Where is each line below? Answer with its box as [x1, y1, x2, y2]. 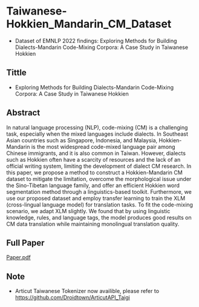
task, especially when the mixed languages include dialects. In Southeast [6, 130, 189, 137]
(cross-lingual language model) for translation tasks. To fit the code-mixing [6, 201, 194, 208]
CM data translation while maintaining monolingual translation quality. [6, 220, 180, 228]
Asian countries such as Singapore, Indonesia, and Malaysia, [6, 136, 158, 144]
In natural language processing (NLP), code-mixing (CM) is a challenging [6, 124, 188, 131]
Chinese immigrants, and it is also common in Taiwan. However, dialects [6, 150, 186, 157]
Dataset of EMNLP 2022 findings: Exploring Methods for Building [15, 37, 177, 44]
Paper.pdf [6, 254, 31, 261]
